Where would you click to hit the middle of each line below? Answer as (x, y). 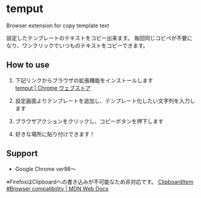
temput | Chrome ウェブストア (53, 88)
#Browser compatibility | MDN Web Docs (58, 188)
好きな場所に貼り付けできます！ (55, 134)
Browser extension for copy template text (58, 25)
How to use (28, 65)
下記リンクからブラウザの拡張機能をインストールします (84, 80)
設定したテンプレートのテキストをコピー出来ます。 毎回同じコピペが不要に (99, 38)
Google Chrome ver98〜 (45, 169)
